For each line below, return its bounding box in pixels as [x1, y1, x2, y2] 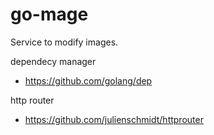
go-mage [10, 3, 89, 26]
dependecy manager [10, 55, 97, 67]
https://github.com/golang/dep [24, 74, 153, 87]
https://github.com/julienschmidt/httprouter [24, 113, 204, 125]
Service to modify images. [10, 36, 119, 48]
